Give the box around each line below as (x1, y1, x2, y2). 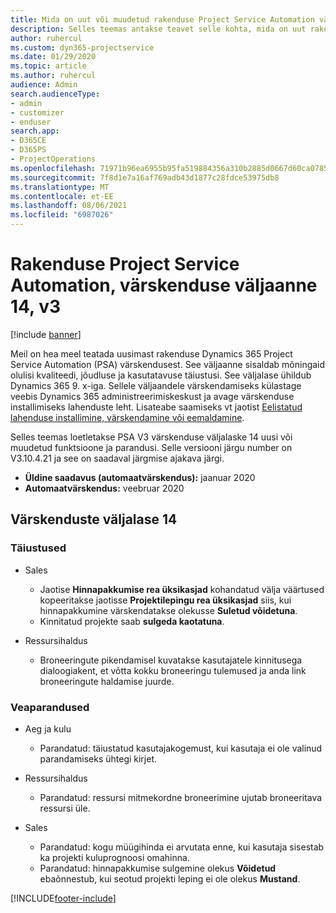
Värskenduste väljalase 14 (10, 511, 178, 528)
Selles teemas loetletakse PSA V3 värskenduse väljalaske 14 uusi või (10, 431, 293, 443)
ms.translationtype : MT (10, 182, 110, 192)
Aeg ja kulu (24, 722, 72, 735)
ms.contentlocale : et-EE (10, 191, 114, 201)
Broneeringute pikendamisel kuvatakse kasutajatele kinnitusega (39, 654, 303, 666)
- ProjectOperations (10, 154, 97, 164)
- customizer (10, 107, 65, 118)
